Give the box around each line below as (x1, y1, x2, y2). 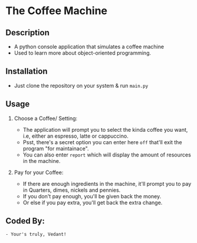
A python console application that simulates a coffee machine (14, 43, 165, 50)
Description (5, 28, 50, 38)
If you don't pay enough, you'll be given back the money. (22, 192, 162, 199)
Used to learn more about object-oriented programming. (14, 49, 152, 56)
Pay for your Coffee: (14, 169, 64, 176)
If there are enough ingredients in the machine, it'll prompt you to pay (22, 180, 192, 187)
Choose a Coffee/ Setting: (14, 115, 78, 122)
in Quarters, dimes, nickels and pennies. (22, 187, 121, 194)
